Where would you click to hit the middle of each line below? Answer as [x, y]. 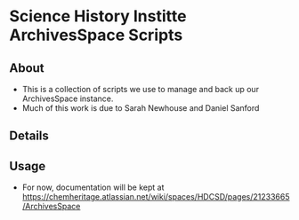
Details [29, 136]
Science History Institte [98, 16]
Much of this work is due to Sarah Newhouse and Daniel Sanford [141, 108]
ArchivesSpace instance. [68, 98]
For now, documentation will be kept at [93, 187]
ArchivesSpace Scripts [96, 35]
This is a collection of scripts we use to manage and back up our [141, 89]
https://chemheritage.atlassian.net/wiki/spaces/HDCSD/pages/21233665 [156, 197]
